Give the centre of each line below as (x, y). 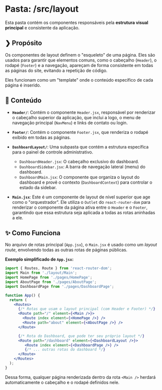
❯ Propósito (24, 43)
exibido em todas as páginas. (41, 137)
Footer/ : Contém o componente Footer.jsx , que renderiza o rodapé (80, 132)
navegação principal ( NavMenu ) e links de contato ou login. (70, 123)
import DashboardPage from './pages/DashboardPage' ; (60, 286)
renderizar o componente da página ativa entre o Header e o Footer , (80, 207)
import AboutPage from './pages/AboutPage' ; (51, 282)
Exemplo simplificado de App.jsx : (39, 260)
